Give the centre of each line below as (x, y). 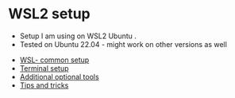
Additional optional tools (59, 76)
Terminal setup (44, 68)
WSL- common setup (54, 60)
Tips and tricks (44, 85)
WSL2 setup (50, 14)
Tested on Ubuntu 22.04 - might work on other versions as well (123, 44)
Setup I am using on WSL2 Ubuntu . (78, 36)
